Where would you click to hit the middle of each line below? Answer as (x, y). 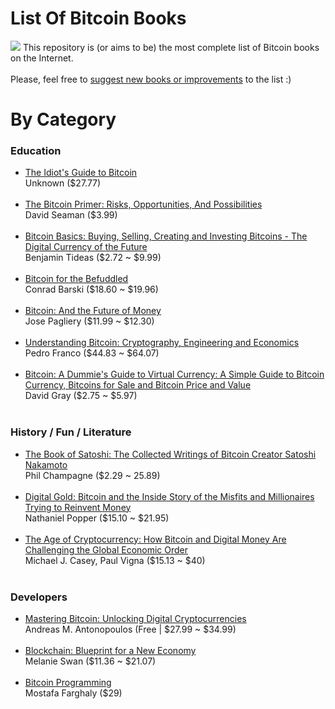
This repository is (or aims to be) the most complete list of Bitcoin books (171, 47)
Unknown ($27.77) (63, 183)
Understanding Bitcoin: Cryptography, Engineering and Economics (162, 343)
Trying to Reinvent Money (78, 507)
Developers (39, 597)
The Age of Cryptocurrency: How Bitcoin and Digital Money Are (155, 539)
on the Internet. (42, 58)
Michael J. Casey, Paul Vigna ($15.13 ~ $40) (115, 560)
